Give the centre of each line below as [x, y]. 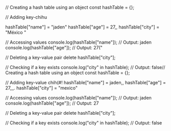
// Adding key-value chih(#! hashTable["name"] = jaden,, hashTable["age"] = [86, 83]
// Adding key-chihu [26, 17]
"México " [16, 32]
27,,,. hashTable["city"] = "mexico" [42, 88]
